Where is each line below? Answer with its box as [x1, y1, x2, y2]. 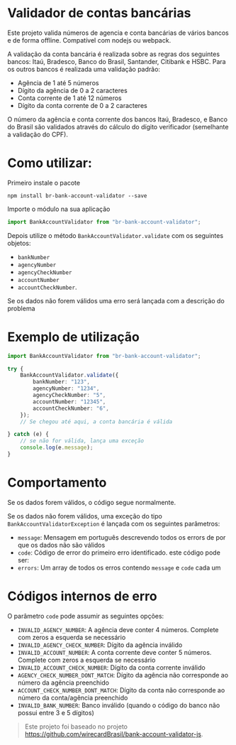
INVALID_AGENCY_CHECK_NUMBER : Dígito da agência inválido [17, 641, 183, 649]
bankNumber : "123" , [33, 379, 91, 386]
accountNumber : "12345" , [33, 398, 106, 406]
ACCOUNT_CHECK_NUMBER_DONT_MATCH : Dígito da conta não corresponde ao [17, 685, 225, 694]
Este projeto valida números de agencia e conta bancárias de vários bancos [7, 28, 229, 37]
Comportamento [7, 474, 107, 491]
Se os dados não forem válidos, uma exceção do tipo [7, 511, 163, 520]
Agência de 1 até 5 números [17, 78, 99, 87]
